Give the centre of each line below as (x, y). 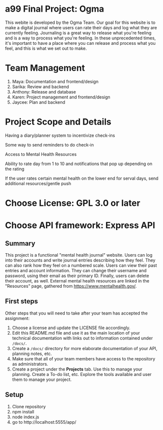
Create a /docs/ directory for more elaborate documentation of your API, (85, 348)
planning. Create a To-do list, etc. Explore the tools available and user (82, 374)
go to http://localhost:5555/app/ (44, 422)
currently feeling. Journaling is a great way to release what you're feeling (78, 33)
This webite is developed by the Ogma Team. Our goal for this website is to (80, 22)
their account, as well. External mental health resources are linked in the (77, 281)
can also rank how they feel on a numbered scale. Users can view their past (81, 265)
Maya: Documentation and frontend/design (55, 81)
